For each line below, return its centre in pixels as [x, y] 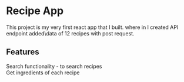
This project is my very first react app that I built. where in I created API [92, 27]
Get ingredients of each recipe [43, 73]
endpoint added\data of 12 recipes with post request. [70, 33]
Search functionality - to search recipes [54, 66]
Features [23, 52]
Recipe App [35, 11]
